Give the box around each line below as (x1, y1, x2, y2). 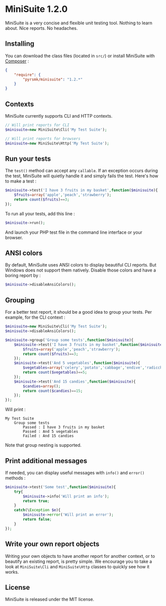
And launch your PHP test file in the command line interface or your (5, 229, 142, 235)
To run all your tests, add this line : (5, 210, 75, 216)
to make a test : (5, 178, 37, 184)
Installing (5, 40, 35, 48)
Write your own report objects (5, 540, 100, 548)
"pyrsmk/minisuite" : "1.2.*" (23, 77, 83, 82)
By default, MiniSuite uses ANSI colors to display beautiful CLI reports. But (5, 262, 157, 268)
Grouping (5, 296, 35, 304)
